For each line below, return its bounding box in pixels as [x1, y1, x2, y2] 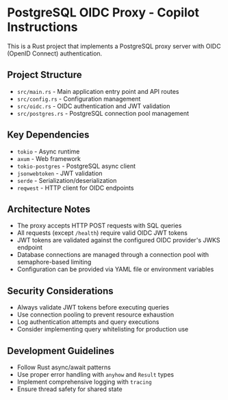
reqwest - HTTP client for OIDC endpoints [16, 184, 134, 192]
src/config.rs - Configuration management [16, 95, 141, 103]
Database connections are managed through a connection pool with [16, 251, 210, 259]
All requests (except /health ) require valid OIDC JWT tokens [16, 229, 188, 237]
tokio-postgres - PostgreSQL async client [16, 162, 136, 170]
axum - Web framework [16, 154, 81, 162]
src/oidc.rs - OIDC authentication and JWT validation [16, 101, 170, 110]
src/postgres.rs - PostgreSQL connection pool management [16, 109, 190, 117]
